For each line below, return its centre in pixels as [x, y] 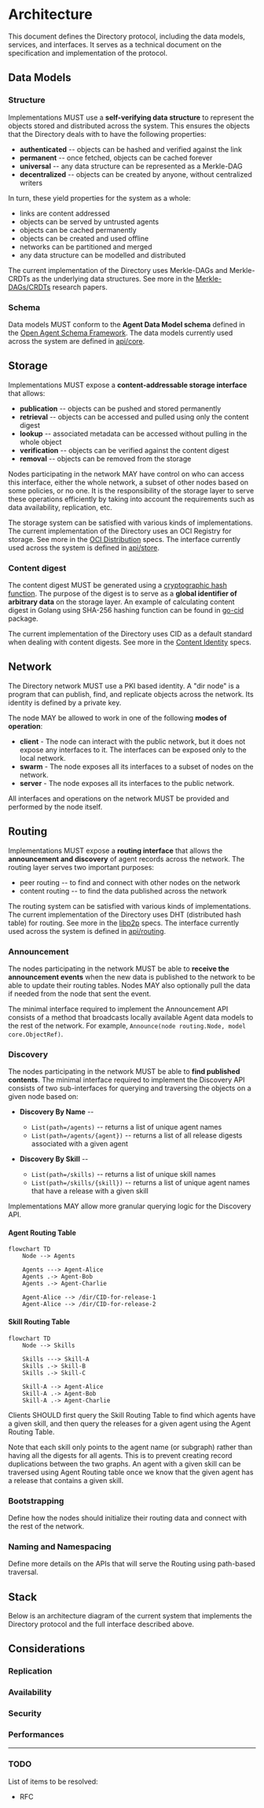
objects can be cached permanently [78, 230]
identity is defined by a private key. [65, 703]
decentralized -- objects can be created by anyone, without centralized [136, 174]
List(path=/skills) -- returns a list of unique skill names [123, 1175]
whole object [40, 441]
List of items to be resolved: [53, 1781]
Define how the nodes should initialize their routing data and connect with [128, 1518]
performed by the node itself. [55, 806]
